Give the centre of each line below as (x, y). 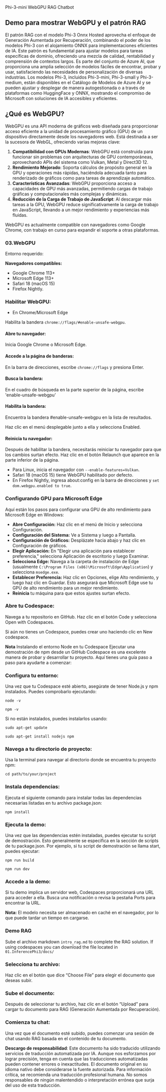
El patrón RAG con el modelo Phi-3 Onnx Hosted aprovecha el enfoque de (81, 35)
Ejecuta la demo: (26, 825)
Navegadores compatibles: (34, 263)
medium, (14, 82)
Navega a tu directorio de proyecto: (49, 749)
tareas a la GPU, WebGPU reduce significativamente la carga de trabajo (85, 204)
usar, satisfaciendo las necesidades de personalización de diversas (74, 72)
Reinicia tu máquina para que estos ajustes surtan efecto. (71, 593)
